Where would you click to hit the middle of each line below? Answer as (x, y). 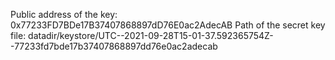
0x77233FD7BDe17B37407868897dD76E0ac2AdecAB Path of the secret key (168, 25)
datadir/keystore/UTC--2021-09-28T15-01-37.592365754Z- (151, 35)
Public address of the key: (64, 14)
